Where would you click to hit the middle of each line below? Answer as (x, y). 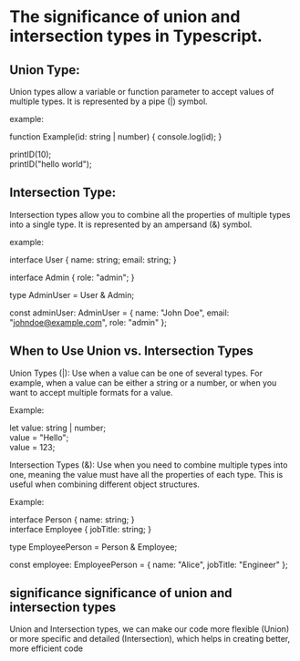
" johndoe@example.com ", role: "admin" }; (88, 322)
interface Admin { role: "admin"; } (72, 277)
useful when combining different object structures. (105, 484)
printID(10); (31, 154)
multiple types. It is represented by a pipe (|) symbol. (109, 101)
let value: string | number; (58, 428)
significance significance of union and (121, 593)
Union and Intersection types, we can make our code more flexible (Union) (150, 629)
